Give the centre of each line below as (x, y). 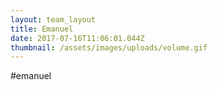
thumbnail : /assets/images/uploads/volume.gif (109, 47)
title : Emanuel (42, 29)
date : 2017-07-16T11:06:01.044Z (77, 38)
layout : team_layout (53, 19)
